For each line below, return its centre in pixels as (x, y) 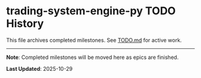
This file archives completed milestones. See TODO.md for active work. (94, 40)
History (25, 24)
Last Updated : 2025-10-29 (39, 68)
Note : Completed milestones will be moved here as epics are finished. (92, 57)
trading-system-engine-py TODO (91, 11)
